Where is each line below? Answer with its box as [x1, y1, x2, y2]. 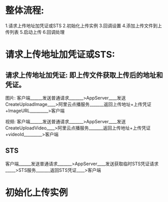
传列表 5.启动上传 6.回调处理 [5, 29, 65, 35]
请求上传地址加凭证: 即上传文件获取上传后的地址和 [5, 71, 163, 79]
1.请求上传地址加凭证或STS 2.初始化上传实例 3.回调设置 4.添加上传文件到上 [5, 23, 162, 29]
